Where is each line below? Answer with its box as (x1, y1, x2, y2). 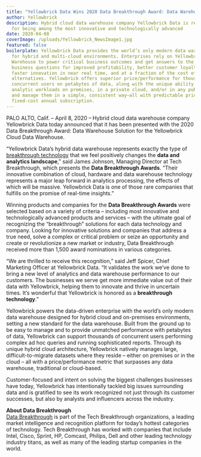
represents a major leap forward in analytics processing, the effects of (6, 177, 179, 184)
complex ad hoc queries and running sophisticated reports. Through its (6, 339, 182, 346)
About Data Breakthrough (6, 407, 72, 414)
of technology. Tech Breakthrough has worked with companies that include (6, 426, 191, 433)
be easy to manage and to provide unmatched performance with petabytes (6, 326, 191, 333)
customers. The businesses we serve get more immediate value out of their (6, 276, 193, 283)
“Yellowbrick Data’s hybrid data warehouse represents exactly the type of (6, 145, 187, 152)
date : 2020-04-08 (6, 31, 50, 37)
